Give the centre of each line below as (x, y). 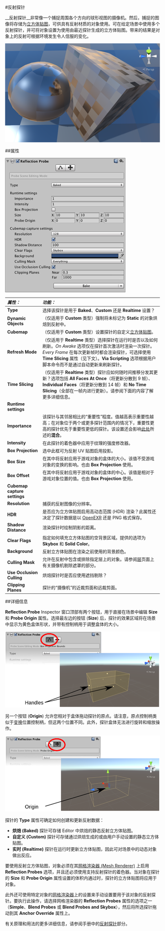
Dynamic (16, 318)
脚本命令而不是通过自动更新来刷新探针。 (83, 364)
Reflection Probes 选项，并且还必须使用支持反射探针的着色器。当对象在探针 (82, 872)
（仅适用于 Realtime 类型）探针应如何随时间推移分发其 (98, 372)
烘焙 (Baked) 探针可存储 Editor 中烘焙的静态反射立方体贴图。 (74, 831)
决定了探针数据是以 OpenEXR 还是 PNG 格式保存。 (94, 518)
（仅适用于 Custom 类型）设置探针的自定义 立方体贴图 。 (99, 332)
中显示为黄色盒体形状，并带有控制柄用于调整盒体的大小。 (63, 624)
